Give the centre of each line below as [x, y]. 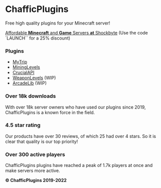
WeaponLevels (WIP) [34, 78]
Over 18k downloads [31, 96]
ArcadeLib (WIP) [29, 83]
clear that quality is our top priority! [42, 141]
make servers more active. [33, 170]
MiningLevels [26, 67]
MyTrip [20, 62]
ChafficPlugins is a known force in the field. [50, 112]
